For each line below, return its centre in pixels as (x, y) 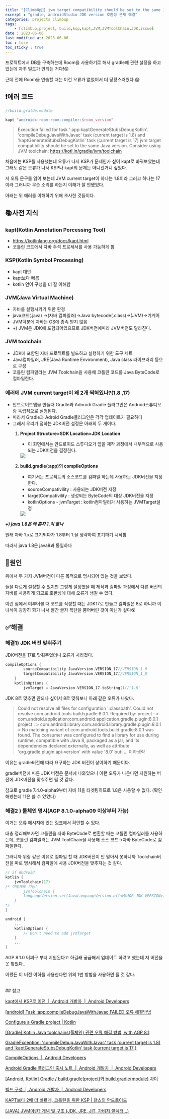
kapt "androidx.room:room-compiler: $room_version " (59, 120)
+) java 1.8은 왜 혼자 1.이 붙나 (34, 524)
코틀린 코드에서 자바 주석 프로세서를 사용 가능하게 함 (63, 246)
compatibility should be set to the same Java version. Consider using (89, 146)
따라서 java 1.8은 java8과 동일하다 (38, 545)
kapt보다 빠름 (26, 278)
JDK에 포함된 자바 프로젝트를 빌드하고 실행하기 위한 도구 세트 (72, 353)
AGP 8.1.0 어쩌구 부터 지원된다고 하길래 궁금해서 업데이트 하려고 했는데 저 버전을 (84, 958)
